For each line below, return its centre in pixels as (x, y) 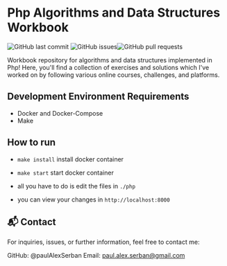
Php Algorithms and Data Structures (114, 13)
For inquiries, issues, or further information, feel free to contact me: (103, 242)
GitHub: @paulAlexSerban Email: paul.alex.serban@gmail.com (96, 256)
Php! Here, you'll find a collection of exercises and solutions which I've (108, 67)
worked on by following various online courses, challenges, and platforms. (113, 75)
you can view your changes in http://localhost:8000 (93, 199)
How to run (32, 142)
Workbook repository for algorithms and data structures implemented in (110, 60)
